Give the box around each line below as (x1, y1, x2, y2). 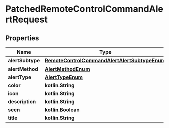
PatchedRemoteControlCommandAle (5, 3, 163, 15)
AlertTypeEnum (44, 74, 83, 81)
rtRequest (5, 14, 48, 25)
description (8, 98, 36, 105)
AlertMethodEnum (44, 66, 90, 72)
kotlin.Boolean (44, 106, 80, 113)
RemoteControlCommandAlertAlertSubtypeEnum (44, 57, 166, 64)
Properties (5, 34, 39, 42)
